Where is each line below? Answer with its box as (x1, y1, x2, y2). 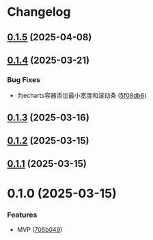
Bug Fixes (7, 75, 41, 84)
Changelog (7, 4, 71, 20)
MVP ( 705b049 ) (16, 225, 63, 233)
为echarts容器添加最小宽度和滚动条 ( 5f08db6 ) (16, 92, 147, 100)
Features (7, 210, 38, 219)
